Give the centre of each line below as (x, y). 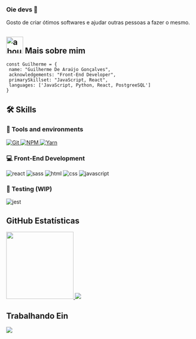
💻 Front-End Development (46, 158)
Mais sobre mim (55, 50)
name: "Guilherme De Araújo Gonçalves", (60, 70)
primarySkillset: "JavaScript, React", (59, 80)
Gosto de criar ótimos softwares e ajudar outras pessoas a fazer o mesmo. (98, 23)
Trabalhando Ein (37, 316)
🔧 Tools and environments (45, 130)
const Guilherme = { (32, 64)
